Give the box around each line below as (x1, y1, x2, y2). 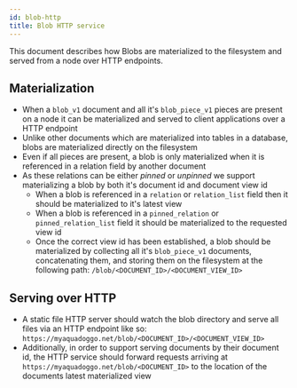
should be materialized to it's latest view (35, 199, 183, 210)
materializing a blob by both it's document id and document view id (21, 179, 268, 191)
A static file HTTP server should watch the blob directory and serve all (21, 314, 279, 325)
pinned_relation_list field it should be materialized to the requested (35, 218, 288, 228)
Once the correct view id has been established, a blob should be (35, 236, 271, 247)
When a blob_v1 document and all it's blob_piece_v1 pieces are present (21, 104, 284, 115)
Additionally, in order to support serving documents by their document (21, 343, 279, 353)
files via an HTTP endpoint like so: (21, 323, 147, 334)
